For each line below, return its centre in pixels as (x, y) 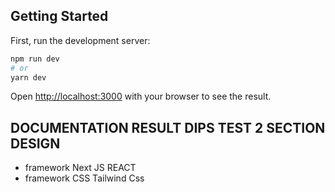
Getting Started (59, 16)
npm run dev (35, 59)
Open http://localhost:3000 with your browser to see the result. (141, 96)
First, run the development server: (80, 40)
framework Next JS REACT (80, 168)
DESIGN (35, 143)
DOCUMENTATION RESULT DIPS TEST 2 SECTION (168, 127)
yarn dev (28, 77)
